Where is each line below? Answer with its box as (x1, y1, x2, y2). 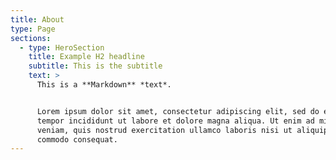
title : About (10, 14, 65, 25)
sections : (10, 33, 52, 43)
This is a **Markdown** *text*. (36, 80, 172, 90)
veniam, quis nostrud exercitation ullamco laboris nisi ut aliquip (36, 125, 329, 135)
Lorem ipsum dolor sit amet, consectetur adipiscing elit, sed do (36, 106, 320, 116)
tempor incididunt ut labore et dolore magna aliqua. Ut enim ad (36, 116, 315, 126)
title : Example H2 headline (28, 52, 145, 62)
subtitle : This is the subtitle (28, 61, 163, 71)
